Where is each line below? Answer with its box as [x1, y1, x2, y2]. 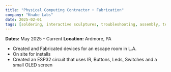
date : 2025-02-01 [5, 17, 42, 22]
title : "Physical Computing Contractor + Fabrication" [5, 7, 124, 13]
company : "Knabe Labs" [5, 12, 53, 17]
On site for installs [12, 51, 51, 57]
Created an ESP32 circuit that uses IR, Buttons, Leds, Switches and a [12, 57, 157, 63]
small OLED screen [12, 62, 53, 68]
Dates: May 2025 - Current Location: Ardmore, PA [5, 36, 112, 42]
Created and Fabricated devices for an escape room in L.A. [12, 45, 137, 52]
